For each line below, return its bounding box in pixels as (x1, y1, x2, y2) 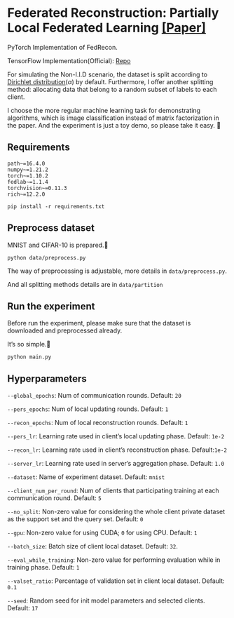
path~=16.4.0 (7, 160, 46, 167)
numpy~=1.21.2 (7, 166, 49, 173)
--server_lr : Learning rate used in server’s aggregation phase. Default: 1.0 (7, 459, 225, 468)
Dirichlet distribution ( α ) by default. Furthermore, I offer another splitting (7, 77, 214, 86)
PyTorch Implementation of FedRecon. (7, 43, 118, 51)
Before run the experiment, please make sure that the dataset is (7, 319, 191, 328)
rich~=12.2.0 (7, 191, 46, 198)
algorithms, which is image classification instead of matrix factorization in (7, 114, 219, 122)
